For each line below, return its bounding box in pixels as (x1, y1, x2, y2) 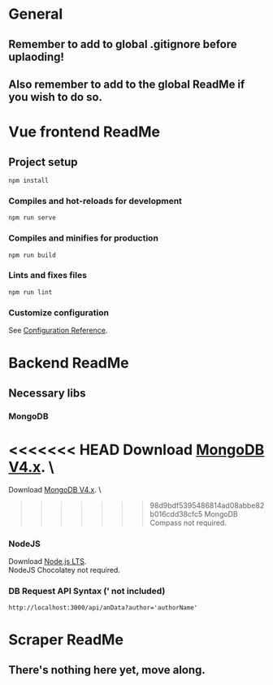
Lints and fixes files (8, 270, 88, 281)
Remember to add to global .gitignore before (8, 37, 237, 51)
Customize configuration (8, 306, 110, 318)
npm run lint (8, 288, 53, 297)
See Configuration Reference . (8, 326, 108, 336)
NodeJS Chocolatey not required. (8, 565, 120, 574)
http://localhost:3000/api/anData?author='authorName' (8, 604, 198, 612)
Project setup (8, 155, 79, 169)
